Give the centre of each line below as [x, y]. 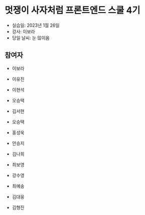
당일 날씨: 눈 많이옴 [31, 38]
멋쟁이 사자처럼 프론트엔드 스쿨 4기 [72, 10]
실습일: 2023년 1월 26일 [36, 25]
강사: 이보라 [24, 31]
